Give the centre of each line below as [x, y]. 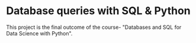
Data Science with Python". [39, 33]
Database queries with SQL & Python [98, 11]
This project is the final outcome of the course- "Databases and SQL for [94, 27]
